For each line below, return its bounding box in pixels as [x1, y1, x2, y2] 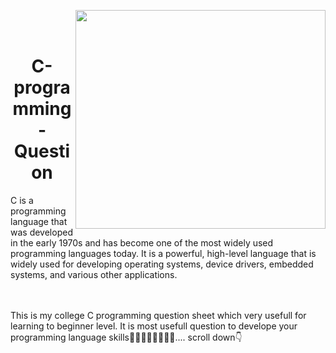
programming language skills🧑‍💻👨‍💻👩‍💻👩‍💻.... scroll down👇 [10, 331, 243, 343]
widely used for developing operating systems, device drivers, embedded [10, 258, 314, 270]
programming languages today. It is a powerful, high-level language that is [10, 247, 317, 259]
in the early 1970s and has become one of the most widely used [10, 236, 274, 249]
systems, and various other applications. [10, 268, 178, 280]
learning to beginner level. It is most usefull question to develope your [10, 320, 298, 332]
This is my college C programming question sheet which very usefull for [10, 309, 307, 321]
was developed [10, 226, 73, 238]
